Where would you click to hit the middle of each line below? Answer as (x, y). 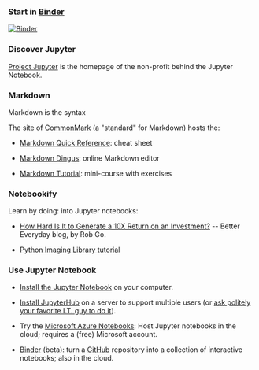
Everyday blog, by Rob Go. (63, 235)
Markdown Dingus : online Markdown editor (89, 158)
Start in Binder (36, 12)
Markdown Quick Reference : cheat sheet (86, 142)
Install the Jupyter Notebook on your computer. (96, 287)
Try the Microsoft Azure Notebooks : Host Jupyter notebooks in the (128, 326)
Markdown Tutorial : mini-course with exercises (96, 173)
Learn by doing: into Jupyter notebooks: (73, 211)
